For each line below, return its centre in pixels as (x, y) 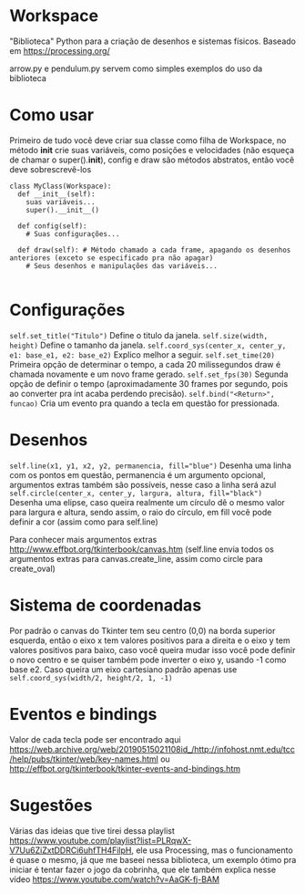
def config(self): (53, 226)
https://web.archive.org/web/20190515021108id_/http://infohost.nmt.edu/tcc (152, 749)
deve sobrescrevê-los (51, 169)
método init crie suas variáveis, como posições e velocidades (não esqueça (152, 150)
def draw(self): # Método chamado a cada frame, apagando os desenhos (154, 250)
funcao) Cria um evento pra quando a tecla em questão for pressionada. (145, 403)
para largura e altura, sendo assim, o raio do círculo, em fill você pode (141, 512)
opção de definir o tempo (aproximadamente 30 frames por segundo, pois (149, 383)
